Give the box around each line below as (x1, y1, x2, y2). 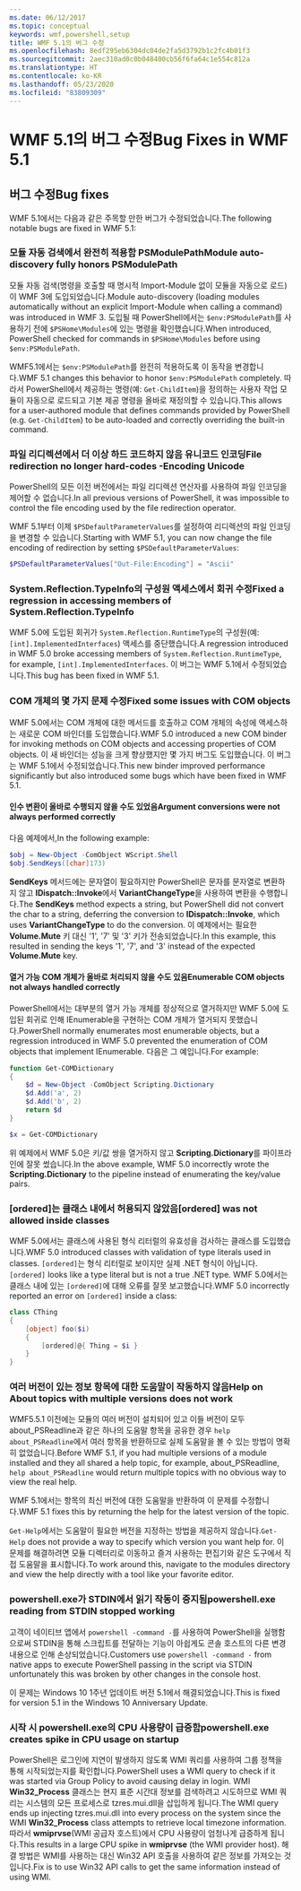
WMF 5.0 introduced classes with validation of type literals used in (25, 1247, 271, 1258)
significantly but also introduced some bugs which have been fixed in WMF (9, 770, 288, 781)
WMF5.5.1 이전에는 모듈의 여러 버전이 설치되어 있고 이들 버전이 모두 (9, 1414, 245, 1425)
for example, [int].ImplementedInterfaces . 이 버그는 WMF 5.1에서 (9, 659, 249, 670)
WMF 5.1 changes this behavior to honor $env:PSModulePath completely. (18, 372, 282, 383)
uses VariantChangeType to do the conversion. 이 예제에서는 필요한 (9, 919, 257, 930)
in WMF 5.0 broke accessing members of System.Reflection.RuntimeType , (9, 648, 282, 659)
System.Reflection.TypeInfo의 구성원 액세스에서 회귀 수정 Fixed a (9, 582, 285, 594)
